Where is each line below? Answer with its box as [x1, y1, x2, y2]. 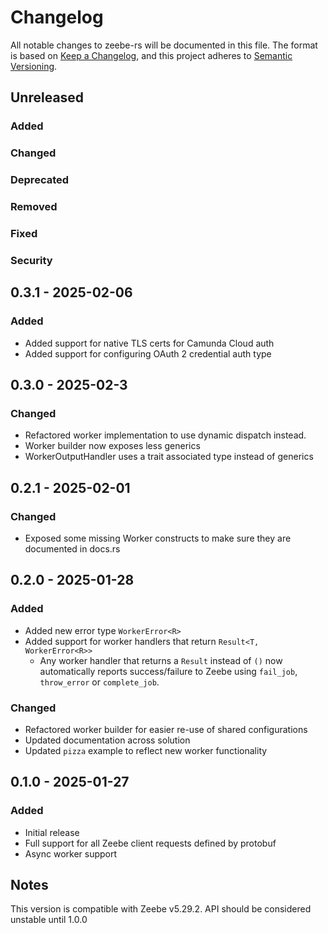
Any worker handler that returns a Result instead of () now [39, 654, 283, 666]
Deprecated [10, 173, 70, 187]
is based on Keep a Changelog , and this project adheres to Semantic [10, 49, 293, 61]
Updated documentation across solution [24, 734, 191, 746]
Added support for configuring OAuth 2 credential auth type [24, 347, 272, 360]
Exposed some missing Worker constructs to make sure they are [24, 532, 292, 544]
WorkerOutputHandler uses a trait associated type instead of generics [24, 451, 314, 463]
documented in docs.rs [24, 542, 121, 555]
